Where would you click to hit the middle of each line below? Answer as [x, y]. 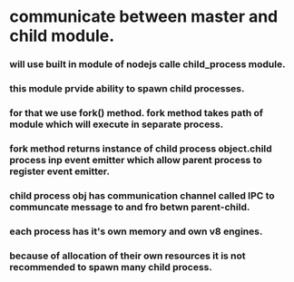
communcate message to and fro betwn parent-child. [130, 207]
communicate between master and [144, 17]
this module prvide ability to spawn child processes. [127, 89]
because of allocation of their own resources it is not [128, 256]
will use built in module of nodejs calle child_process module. [147, 64]
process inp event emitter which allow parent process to [136, 160]
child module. [62, 36]
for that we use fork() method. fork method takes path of [137, 112]
